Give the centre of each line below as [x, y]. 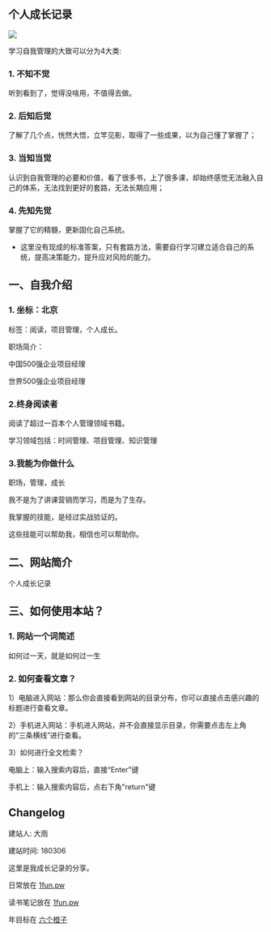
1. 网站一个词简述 [42, 636]
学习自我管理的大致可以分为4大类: [65, 50]
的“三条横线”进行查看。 [47, 735]
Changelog [37, 813]
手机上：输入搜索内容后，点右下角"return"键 [82, 787]
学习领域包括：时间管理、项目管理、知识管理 [83, 440]
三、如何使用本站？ [56, 611]
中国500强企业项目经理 [47, 364]
